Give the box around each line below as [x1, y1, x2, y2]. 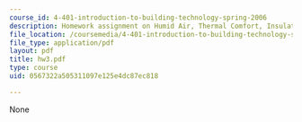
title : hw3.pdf [9, 55, 67, 64]
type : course [9, 64, 58, 73]
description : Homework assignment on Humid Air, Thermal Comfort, [9, 22, 263, 30]
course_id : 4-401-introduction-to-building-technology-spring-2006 [9, 13, 268, 22]
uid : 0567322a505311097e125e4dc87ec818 [9, 72, 159, 81]
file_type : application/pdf [9, 38, 115, 48]
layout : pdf [9, 47, 54, 56]
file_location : [9, 30, 67, 39]
